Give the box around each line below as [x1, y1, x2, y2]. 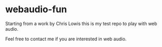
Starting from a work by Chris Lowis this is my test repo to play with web [5, 20, 157, 27]
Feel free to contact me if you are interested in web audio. [5, 36, 127, 42]
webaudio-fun [5, 4, 67, 15]
